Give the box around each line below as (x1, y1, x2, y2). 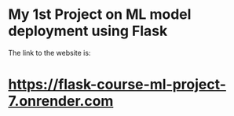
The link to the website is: (8, 48, 91, 57)
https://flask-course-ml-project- (8, 76, 226, 93)
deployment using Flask (8, 22, 168, 40)
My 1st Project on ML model (8, 5, 192, 24)
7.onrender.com (8, 92, 114, 111)
